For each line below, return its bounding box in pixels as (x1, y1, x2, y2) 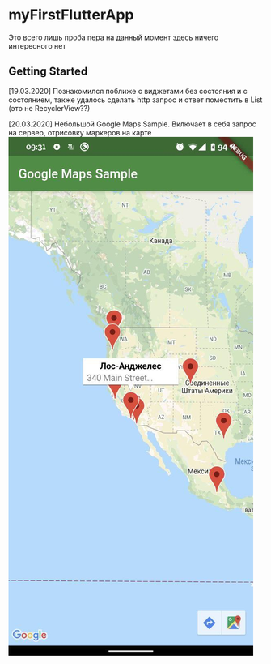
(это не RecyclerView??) (8, 103, 91, 113)
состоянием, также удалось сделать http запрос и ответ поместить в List (8, 95, 263, 105)
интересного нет (8, 41, 66, 50)
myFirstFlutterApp (8, 6, 134, 24)
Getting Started (8, 65, 88, 79)
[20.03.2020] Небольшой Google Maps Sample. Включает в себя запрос (8, 119, 256, 129)
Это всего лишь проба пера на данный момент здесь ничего (8, 32, 219, 42)
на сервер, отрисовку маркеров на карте (8, 127, 152, 137)
